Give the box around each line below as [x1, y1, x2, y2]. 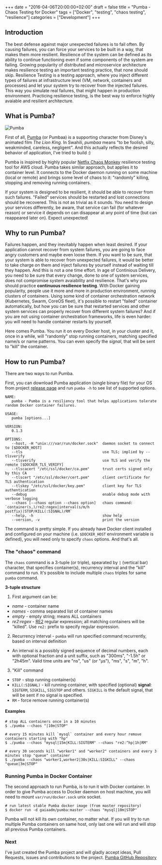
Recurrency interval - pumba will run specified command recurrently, [12, 633, 147, 639]
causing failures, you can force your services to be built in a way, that [5, 46, 144, 52]
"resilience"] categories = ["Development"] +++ [5, 15, 101, 20]
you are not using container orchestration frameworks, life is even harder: [5, 314, 152, 319]
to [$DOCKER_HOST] [5, 445, 42, 450]
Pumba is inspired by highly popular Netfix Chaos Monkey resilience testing [5, 159, 156, 165]
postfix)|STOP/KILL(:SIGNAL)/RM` [5, 509, 73, 514]
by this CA [5, 471, 27, 476]
